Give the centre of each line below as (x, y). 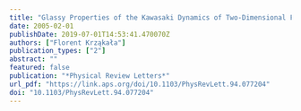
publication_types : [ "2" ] (57, 51)
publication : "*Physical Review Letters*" (90, 76)
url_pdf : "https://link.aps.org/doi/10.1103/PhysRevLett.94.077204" (140, 84)
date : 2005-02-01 (42, 26)
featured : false (39, 68)
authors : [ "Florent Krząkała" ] (68, 43)
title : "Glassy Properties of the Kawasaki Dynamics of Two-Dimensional (148, 17)
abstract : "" (34, 59)
